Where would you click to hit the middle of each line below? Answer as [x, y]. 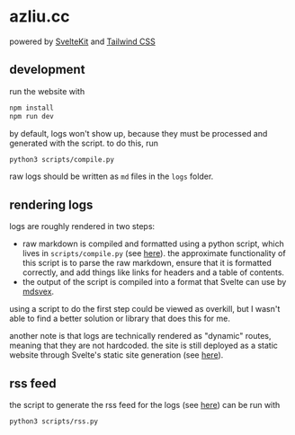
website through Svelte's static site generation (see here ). [116, 355]
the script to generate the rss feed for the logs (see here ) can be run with [145, 405]
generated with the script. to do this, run [84, 143]
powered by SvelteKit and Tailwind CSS [82, 41]
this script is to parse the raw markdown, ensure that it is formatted [147, 263]
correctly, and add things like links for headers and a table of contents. [153, 272]
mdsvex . [38, 292]
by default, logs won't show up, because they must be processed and [139, 133]
